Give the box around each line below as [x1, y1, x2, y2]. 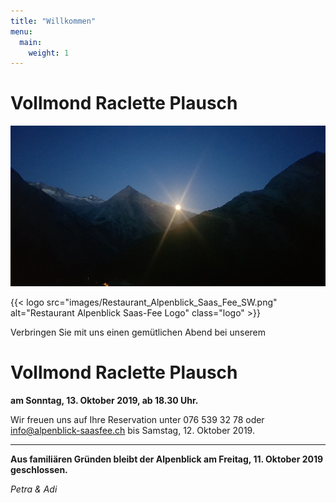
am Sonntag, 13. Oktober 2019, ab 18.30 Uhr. [10, 394, 199, 406]
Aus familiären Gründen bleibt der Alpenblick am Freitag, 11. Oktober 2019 [10, 453, 324, 465]
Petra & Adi [10, 483, 58, 495]
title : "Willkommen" [10, 16, 97, 26]
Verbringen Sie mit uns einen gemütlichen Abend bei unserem [10, 326, 267, 338]
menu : [10, 26, 33, 37]
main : [19, 37, 43, 47]
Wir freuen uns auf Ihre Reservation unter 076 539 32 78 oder [10, 413, 265, 425]
